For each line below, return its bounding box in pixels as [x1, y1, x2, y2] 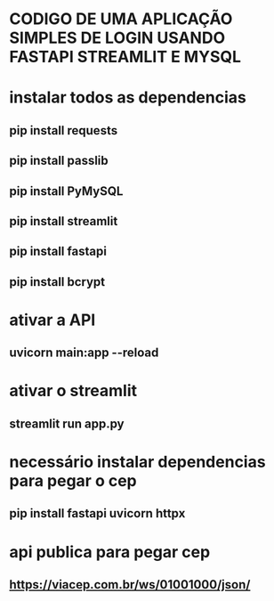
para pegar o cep [9, 471, 138, 491]
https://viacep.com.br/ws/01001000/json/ [9, 577, 251, 592]
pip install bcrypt [9, 274, 106, 289]
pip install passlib [9, 153, 109, 168]
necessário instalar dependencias [9, 452, 266, 472]
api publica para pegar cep [9, 541, 211, 562]
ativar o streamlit [9, 381, 138, 401]
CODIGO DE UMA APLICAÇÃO [9, 9, 233, 29]
